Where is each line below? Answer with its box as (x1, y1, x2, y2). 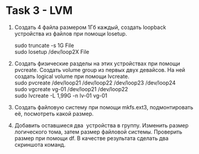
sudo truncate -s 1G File (14, 42, 74, 49)
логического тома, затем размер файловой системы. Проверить (14, 128, 183, 135)
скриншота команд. (14, 141, 66, 148)
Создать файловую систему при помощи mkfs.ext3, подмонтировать (14, 103, 194, 111)
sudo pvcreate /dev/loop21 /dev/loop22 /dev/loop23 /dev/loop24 (14, 79, 176, 86)
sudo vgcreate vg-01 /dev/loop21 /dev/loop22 (14, 85, 128, 92)
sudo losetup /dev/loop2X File (14, 48, 90, 55)
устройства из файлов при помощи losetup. (14, 30, 128, 37)
